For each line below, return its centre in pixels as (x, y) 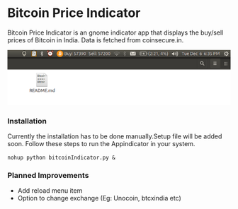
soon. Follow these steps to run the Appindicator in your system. (101, 144)
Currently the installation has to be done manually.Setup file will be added (115, 136)
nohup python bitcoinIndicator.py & (61, 158)
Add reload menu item (50, 191)
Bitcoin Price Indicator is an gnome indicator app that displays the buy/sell (115, 32)
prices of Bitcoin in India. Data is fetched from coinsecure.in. (96, 40)
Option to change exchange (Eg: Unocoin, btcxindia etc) (100, 198)
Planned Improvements (48, 175)
